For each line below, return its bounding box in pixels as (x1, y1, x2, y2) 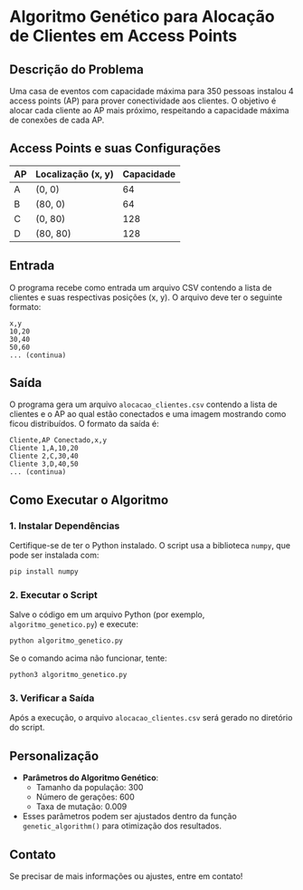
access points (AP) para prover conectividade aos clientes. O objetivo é (9, 95, 277, 106)
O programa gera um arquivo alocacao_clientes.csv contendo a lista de (9, 399, 278, 410)
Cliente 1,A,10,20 (9, 444, 79, 453)
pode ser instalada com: (9, 550, 99, 561)
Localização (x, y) (35, 168, 115, 180)
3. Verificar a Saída (9, 692, 95, 704)
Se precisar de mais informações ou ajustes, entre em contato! (9, 870, 243, 881)
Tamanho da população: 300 (35, 782, 144, 793)
